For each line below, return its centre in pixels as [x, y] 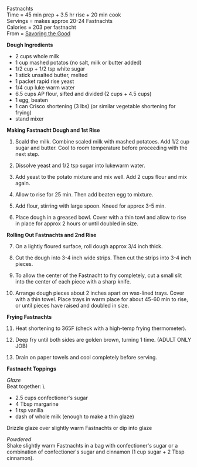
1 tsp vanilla [29, 410]
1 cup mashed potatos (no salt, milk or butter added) [78, 62]
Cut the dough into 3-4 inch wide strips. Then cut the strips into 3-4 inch [103, 258]
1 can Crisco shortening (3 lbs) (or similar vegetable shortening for [95, 106]
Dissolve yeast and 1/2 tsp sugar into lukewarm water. [80, 165]
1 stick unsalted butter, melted [51, 75]
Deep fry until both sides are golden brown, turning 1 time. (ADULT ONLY [103, 340]
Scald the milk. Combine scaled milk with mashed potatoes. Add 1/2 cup [102, 141]
